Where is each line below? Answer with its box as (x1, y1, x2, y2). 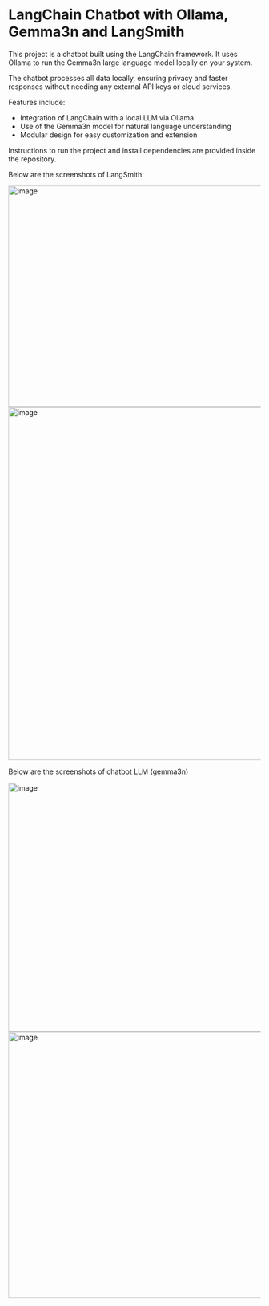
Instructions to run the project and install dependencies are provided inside (8, 145, 256, 155)
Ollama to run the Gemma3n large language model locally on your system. (8, 58, 253, 67)
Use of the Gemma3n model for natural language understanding (19, 121, 232, 131)
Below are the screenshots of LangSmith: (8, 169, 144, 179)
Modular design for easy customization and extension (19, 130, 198, 140)
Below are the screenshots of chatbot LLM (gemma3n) (8, 767, 189, 776)
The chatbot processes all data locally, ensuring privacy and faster (8, 73, 228, 83)
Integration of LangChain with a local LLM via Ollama (19, 112, 195, 122)
